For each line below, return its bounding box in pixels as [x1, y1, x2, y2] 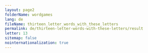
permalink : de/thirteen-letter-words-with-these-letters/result [5, 26, 143, 31]
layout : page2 [5, 7, 35, 13]
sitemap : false [5, 36, 37, 41]
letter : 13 [5, 31, 28, 36]
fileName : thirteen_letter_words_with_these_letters [5, 21, 119, 27]
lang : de [5, 17, 23, 22]
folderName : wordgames [5, 12, 53, 17]
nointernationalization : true [5, 40, 69, 45]
